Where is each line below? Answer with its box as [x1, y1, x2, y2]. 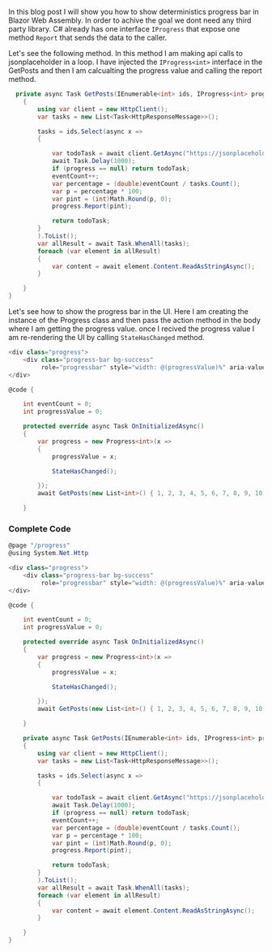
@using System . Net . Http [8, 549, 89, 558]
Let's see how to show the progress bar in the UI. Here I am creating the [8, 307, 249, 316]
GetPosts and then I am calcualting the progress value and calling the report [8, 66, 262, 75]
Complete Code [8, 523, 71, 534]
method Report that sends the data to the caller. [8, 32, 168, 42]
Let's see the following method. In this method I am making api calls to [8, 49, 243, 58]
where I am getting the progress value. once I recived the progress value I [8, 324, 255, 334]
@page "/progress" [8, 541, 70, 550]
